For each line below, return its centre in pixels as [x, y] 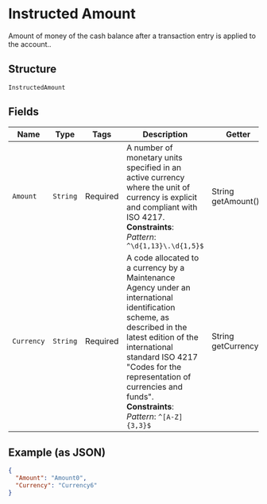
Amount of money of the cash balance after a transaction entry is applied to [132, 36]
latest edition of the [163, 337]
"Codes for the [154, 367]
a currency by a [156, 267]
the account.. [30, 44]
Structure [33, 69]
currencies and [155, 387]
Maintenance [151, 277]
